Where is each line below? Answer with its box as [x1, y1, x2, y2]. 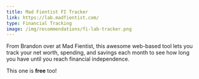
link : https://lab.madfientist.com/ [6, 15, 99, 21]
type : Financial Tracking [6, 20, 72, 26]
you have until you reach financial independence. [6, 55, 130, 63]
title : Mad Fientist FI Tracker [6, 9, 88, 15]
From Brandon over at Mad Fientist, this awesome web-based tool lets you [6, 43, 193, 50]
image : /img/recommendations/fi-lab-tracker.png [6, 26, 132, 32]
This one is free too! [6, 67, 57, 75]
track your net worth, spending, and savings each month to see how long [6, 49, 190, 57]
